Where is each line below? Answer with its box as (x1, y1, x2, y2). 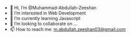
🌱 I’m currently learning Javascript (9, 15, 81, 21)
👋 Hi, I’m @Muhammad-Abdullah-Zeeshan (9, 5, 97, 10)
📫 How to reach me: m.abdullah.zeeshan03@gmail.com (9, 26, 126, 32)
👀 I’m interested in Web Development (9, 10, 86, 16)
